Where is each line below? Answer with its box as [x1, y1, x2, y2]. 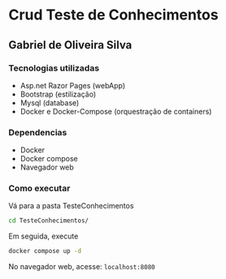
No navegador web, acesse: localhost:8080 [8, 262, 156, 272]
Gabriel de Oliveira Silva [8, 38, 133, 52]
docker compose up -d [8, 247, 82, 255]
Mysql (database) [20, 97, 80, 107]
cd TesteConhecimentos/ [8, 217, 89, 225]
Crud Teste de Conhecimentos [8, 6, 219, 24]
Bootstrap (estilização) [20, 89, 96, 99]
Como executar [8, 182, 71, 194]
